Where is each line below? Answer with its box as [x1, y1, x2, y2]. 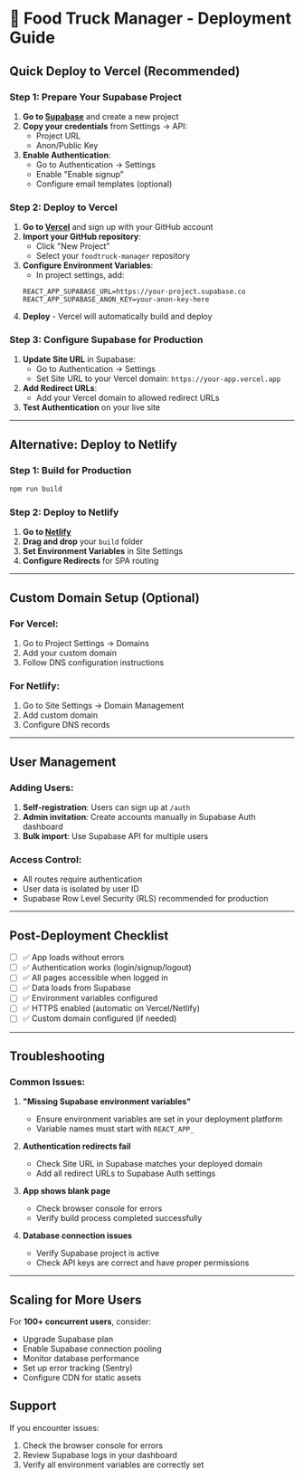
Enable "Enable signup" [35, 168, 125, 179]
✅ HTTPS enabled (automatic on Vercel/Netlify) [22, 1003, 201, 1014]
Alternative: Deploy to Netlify [9, 436, 178, 452]
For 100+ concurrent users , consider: [9, 1316, 152, 1327]
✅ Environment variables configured [22, 993, 158, 1004]
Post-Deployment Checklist [9, 928, 169, 943]
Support [9, 1398, 57, 1414]
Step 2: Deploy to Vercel [9, 201, 118, 214]
